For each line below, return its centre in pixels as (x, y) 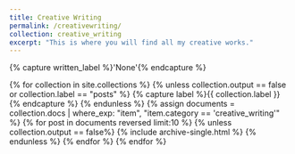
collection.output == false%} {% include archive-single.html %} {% (133, 132)
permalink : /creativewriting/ (66, 26)
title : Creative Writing (55, 17)
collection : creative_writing (66, 34)
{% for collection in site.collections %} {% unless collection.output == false (148, 85)
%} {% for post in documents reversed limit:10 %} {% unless (121, 123)
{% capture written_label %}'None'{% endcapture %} (108, 68)
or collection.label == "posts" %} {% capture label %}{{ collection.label (140, 94)
